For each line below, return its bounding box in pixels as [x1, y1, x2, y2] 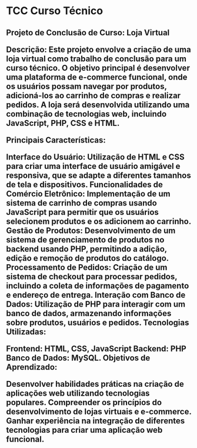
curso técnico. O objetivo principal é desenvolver [6, 63, 190, 73]
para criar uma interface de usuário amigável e [6, 161, 181, 171]
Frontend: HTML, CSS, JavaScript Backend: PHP [6, 343, 186, 354]
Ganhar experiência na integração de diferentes [6, 416, 185, 426]
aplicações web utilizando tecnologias [6, 388, 150, 398]
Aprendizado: [6, 362, 58, 372]
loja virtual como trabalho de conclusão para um [6, 54, 187, 64]
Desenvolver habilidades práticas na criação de [6, 379, 184, 389]
